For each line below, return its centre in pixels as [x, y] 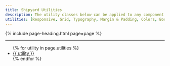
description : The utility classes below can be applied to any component [85, 15]
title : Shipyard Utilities [34, 10]
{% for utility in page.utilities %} [46, 48]
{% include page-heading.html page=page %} [54, 34]
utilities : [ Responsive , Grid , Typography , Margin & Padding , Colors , [81, 19]
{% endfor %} [27, 59]
